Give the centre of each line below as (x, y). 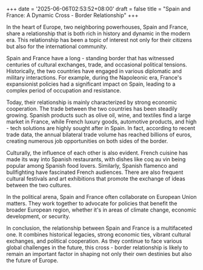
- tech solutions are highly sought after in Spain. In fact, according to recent (101, 128)
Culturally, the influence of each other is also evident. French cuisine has (97, 153)
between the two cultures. (39, 185)
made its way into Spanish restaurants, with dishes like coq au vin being (96, 159)
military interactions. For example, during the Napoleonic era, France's (94, 78)
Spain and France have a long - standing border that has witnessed (90, 58)
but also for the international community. (57, 46)
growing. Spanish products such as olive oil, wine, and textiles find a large (99, 115)
